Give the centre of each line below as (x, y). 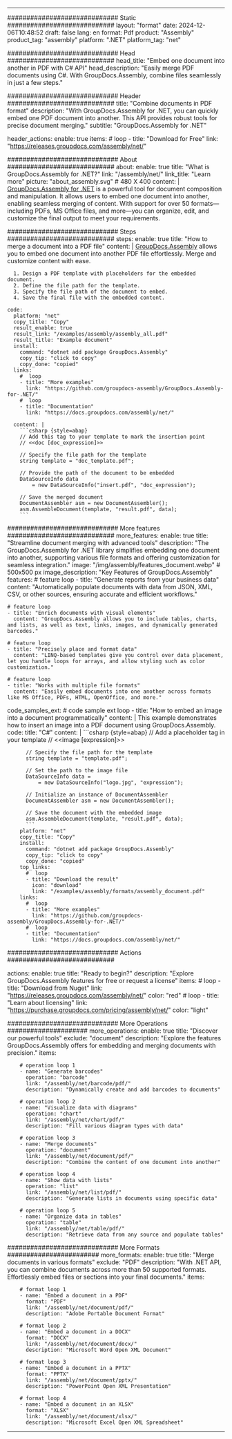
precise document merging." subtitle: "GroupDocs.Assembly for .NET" (107, 125)
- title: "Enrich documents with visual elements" (81, 613)
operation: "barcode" (57, 1078)
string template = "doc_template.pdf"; (77, 461)
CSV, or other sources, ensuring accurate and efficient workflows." (102, 594)
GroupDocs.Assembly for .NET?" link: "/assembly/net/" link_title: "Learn (109, 174)
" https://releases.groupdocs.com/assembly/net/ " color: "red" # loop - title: (113, 995)
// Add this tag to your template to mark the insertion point (113, 437)
